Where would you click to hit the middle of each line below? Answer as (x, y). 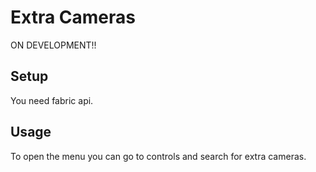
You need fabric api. (52, 100)
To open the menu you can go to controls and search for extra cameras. (158, 156)
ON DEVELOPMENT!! (53, 45)
